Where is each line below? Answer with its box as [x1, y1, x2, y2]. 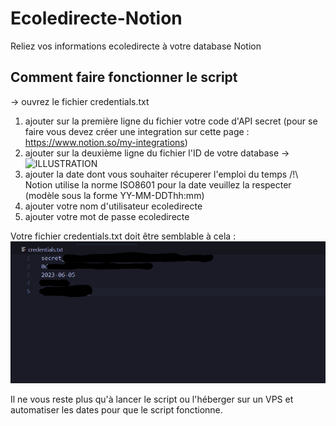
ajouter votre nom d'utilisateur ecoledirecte [24, 200, 203, 212]
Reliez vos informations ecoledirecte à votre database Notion [10, 40, 262, 52]
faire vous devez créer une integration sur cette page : [24, 125, 250, 137]
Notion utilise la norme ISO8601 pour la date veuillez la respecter [24, 178, 292, 191]
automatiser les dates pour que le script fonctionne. [10, 403, 223, 416]
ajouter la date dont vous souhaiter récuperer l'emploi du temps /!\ [24, 168, 299, 180]
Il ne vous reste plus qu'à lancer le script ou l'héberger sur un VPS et [10, 393, 294, 405]
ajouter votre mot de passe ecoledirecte [24, 210, 190, 222]
